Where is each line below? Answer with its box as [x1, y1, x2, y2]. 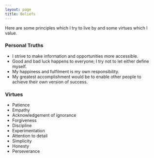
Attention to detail [12, 133, 48, 139]
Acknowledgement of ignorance [12, 112, 77, 118]
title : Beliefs [5, 12, 36, 16]
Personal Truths [5, 42, 44, 49]
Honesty [12, 143, 30, 149]
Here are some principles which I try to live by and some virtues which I [5, 25, 148, 31]
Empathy [12, 107, 30, 113]
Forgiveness [12, 117, 37, 124]
